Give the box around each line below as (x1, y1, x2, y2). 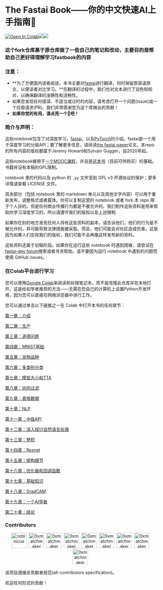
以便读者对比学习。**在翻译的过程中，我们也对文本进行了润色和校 (20, 86, 153, 92)
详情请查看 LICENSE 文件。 (5, 181, 60, 187)
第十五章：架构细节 (5, 457, 44, 463)
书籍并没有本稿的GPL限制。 (5, 164, 61, 170)
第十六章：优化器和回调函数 (5, 467, 61, 473)
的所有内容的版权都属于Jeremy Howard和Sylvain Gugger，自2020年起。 (5, 148, 150, 154)
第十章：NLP (5, 406, 31, 411)
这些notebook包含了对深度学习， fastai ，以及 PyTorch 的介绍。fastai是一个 (5, 136, 152, 142)
